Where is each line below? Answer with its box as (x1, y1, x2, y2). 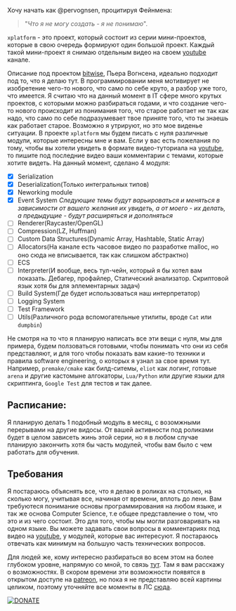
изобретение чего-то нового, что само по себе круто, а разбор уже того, (7, 84, 228, 92)
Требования (7, 468, 63, 480)
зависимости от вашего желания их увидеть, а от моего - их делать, (17, 204, 226, 213)
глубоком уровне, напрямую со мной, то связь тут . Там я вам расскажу (7, 560, 225, 568)
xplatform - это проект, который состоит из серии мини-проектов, (7, 33, 207, 41)
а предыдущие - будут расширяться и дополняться (17, 211, 173, 220)
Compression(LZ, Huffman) (17, 227, 97, 235)
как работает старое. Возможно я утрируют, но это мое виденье (7, 121, 203, 129)
